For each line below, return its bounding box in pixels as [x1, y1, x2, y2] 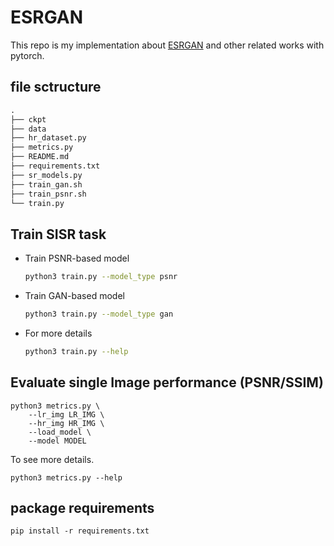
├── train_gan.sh [10, 179, 83, 190]
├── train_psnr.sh [10, 189, 87, 199]
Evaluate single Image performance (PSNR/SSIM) [10, 374, 324, 391]
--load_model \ [28, 427, 92, 437]
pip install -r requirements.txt [10, 526, 150, 536]
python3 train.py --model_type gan [24, 309, 174, 320]
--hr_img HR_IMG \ [28, 418, 105, 428]
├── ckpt [10, 114, 47, 125]
